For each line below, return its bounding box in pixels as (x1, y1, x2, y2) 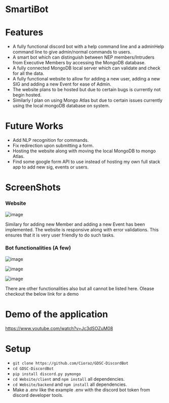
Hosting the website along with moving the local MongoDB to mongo (12, 148, 156, 154)
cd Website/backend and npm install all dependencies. (12, 381, 128, 387)
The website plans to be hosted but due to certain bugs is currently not (12, 87, 161, 93)
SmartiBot (5, 4, 49, 15)
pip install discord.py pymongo (12, 371, 81, 377)
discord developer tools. (12, 392, 64, 398)
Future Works (5, 120, 64, 132)
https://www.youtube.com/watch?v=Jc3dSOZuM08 (5, 325, 113, 331)
